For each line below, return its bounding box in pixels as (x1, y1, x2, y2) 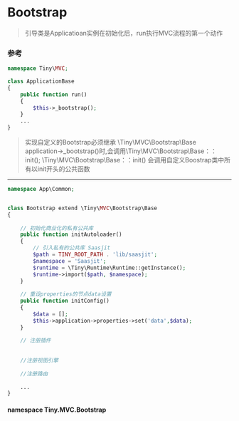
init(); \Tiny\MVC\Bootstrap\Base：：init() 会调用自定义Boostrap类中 (24, 156, 225, 165)
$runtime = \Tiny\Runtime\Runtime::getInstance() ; (33, 264, 186, 271)
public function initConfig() (20, 297, 110, 305)
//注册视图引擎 (20, 357, 59, 364)
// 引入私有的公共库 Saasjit (33, 244, 111, 251)
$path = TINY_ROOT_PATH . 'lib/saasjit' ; (33, 251, 158, 259)
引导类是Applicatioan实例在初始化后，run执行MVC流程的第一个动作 (24, 28, 223, 37)
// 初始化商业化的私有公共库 (20, 224, 94, 232)
